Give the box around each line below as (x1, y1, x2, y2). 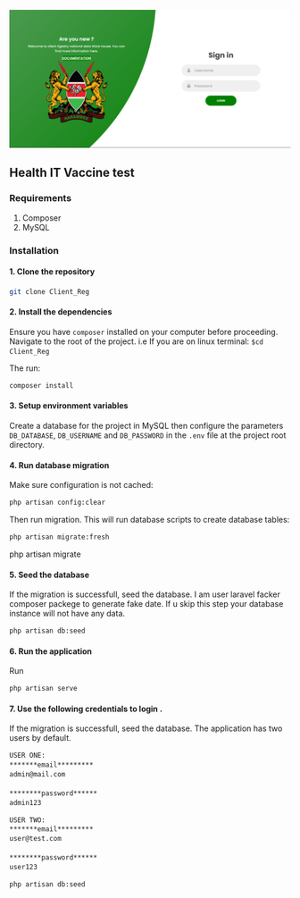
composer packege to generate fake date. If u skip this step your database (9, 599, 284, 609)
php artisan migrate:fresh (9, 533, 110, 541)
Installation (9, 244, 60, 256)
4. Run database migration (9, 459, 110, 470)
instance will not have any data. (9, 608, 126, 619)
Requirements (9, 192, 72, 205)
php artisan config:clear (9, 498, 105, 508)
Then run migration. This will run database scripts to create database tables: (9, 515, 290, 525)
